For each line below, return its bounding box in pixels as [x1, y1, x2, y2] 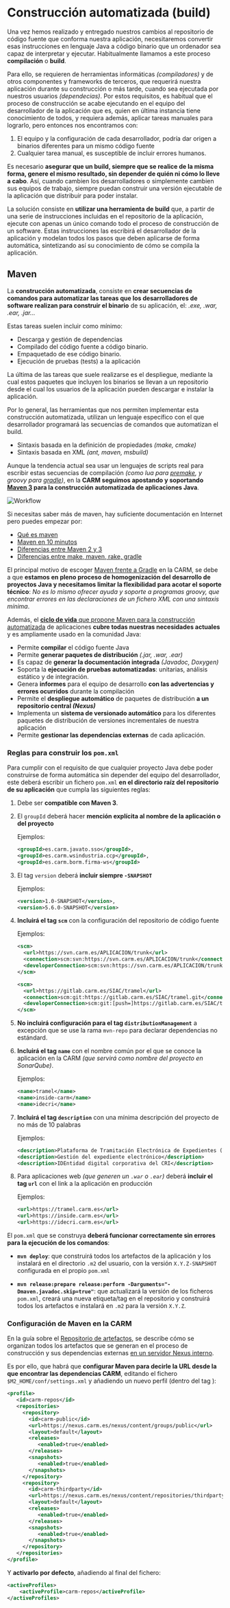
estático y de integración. [16, 672, 89, 680]
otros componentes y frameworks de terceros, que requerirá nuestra [7, 77, 201, 85]
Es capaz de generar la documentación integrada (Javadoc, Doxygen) [16, 658, 219, 666]
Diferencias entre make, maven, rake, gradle [16, 552, 142, 560]
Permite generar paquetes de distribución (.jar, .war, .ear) [16, 650, 183, 658]
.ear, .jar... [7, 308, 36, 317]
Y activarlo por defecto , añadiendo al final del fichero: [7, 1568, 161, 1576]
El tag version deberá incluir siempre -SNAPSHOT [16, 871, 153, 880]
